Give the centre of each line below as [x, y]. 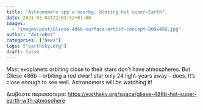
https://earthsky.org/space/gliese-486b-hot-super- [132, 94]
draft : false [23, 52]
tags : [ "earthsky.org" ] [37, 46]
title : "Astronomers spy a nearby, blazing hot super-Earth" [86, 12]
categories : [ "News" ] [34, 40]
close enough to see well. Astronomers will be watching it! [79, 82]
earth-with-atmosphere [36, 100]
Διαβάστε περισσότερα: [36, 94]
